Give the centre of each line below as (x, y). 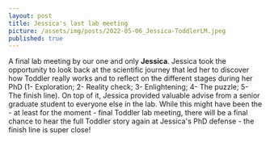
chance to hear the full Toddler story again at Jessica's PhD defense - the (131, 121)
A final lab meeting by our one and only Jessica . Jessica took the (117, 61)
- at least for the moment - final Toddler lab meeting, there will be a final (128, 113)
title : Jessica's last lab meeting (68, 23)
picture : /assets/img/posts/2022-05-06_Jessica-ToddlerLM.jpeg (117, 31)
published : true (36, 38)
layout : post (30, 16)
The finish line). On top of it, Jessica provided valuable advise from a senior (134, 96)
